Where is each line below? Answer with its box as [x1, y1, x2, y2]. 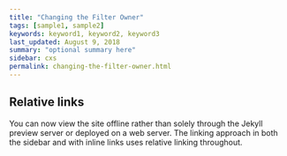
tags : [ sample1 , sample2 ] [9, 21, 104, 30]
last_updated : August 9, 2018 [9, 37, 121, 47]
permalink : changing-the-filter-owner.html [9, 63, 172, 71]
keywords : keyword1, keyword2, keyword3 [9, 29, 161, 38]
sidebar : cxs [9, 54, 57, 63]
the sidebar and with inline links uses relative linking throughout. [9, 137, 243, 147]
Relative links [9, 94, 85, 110]
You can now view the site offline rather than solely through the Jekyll [9, 118, 263, 129]
